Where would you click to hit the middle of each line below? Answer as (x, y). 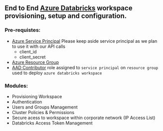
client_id (28, 51)
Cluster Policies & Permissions (43, 112)
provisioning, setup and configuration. (66, 16)
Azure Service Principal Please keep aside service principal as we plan (84, 41)
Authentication (27, 102)
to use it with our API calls (39, 46)
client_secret (32, 57)
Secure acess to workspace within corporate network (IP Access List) (83, 118)
